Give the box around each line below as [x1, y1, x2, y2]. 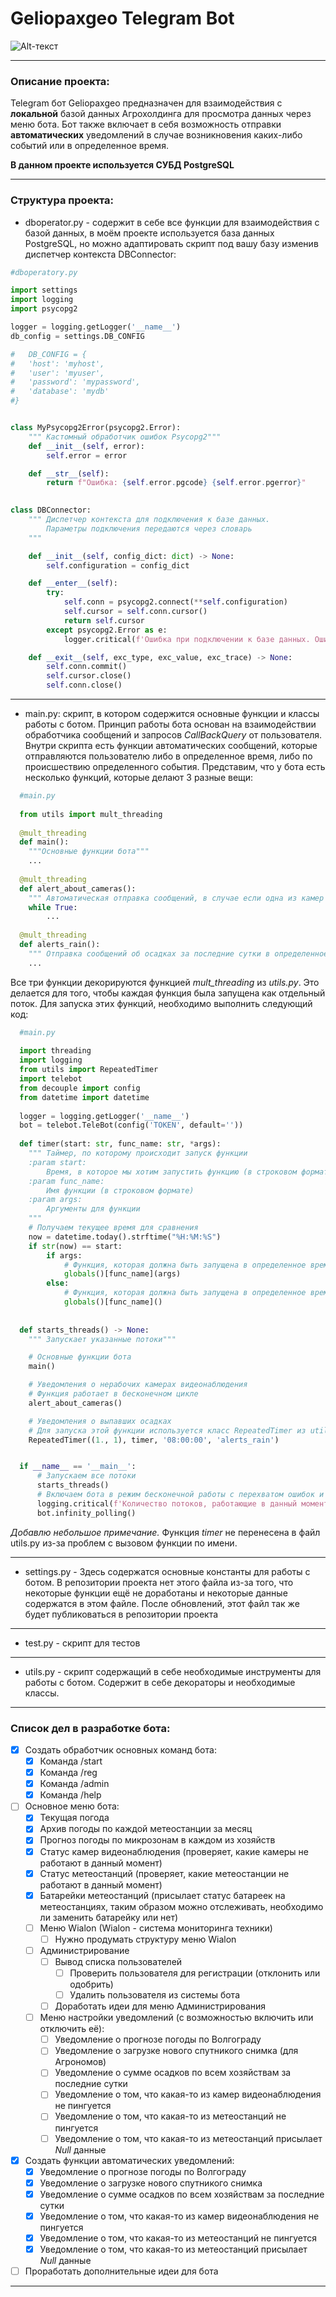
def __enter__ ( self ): [28, 578, 118, 589]
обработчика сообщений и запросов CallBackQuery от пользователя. [24, 729, 323, 741]
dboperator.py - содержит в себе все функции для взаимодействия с [24, 216, 320, 228]
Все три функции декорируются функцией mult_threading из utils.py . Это [10, 976, 320, 988]
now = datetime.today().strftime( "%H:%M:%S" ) [28, 1232, 222, 1242]
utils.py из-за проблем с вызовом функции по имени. [10, 1537, 238, 1549]
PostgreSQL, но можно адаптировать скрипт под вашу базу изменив [24, 237, 319, 249]
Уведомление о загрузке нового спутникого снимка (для [54, 2045, 299, 2057]
